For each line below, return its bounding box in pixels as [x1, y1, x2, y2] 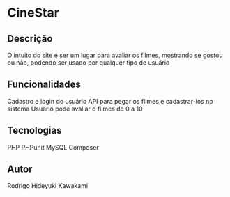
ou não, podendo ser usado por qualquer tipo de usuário [7, 58, 170, 67]
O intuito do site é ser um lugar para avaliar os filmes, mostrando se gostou [7, 51, 223, 59]
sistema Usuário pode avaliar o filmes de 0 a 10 [7, 104, 143, 113]
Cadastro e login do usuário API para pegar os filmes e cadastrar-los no [7, 97, 214, 105]
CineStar [7, 5, 59, 21]
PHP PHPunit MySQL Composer [7, 143, 99, 151]
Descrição [7, 33, 53, 45]
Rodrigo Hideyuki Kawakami [7, 182, 89, 190]
